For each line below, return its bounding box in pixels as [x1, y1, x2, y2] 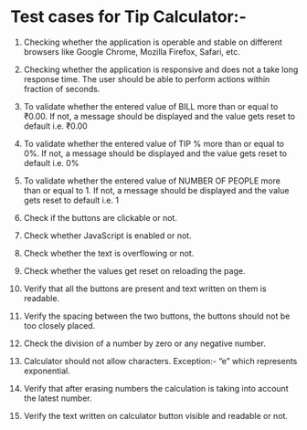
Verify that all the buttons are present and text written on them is [23, 283, 268, 294]
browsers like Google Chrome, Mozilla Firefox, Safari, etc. [23, 46, 240, 57]
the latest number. [23, 393, 92, 404]
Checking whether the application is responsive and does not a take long [23, 64, 299, 75]
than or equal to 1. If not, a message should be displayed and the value [23, 184, 290, 195]
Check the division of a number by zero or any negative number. [23, 338, 266, 349]
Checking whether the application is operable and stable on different [23, 37, 282, 47]
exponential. [23, 365, 71, 376]
